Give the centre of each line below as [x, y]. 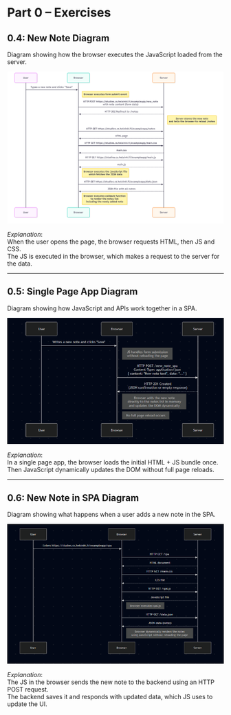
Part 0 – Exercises [59, 13]
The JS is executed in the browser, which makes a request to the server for [113, 256]
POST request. [28, 689]
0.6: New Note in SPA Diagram [73, 498]
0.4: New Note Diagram [58, 38]
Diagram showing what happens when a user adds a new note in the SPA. [111, 515]
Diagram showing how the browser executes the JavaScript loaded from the [115, 54]
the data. [20, 264]
